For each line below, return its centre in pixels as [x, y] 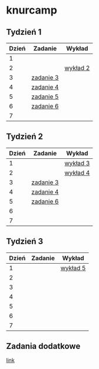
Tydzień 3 [25, 242]
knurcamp [32, 10]
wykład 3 [77, 163]
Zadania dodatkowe [43, 346]
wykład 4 [77, 172]
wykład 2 [77, 68]
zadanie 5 [45, 97]
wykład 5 [73, 268]
